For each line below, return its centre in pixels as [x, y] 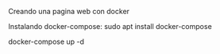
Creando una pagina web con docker [69, 11]
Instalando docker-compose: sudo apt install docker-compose [110, 26]
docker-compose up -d [46, 41]
